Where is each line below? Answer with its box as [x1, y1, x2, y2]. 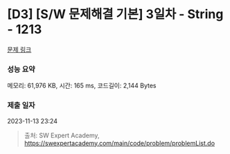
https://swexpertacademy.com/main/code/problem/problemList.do [24, 139, 215, 147]
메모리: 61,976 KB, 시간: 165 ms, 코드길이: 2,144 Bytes [7, 81, 157, 90]
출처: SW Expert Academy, [24, 131, 100, 139]
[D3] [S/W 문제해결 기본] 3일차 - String [7, 6, 224, 22]
